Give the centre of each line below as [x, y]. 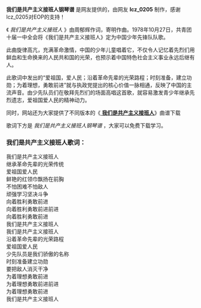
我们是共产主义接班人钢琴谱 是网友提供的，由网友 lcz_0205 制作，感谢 [94, 9]
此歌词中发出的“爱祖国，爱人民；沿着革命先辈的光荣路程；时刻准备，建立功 [99, 78]
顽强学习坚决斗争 [27, 194]
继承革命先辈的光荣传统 [35, 164]
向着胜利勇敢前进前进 [32, 209]
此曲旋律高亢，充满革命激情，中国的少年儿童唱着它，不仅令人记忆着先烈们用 [100, 50]
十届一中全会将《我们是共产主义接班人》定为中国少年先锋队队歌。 [87, 37]
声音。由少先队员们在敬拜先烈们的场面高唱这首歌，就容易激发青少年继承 [100, 93]
